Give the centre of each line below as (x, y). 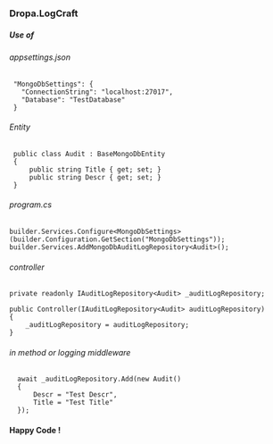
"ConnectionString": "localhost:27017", (97, 92)
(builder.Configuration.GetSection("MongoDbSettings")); (117, 239)
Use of (21, 35)
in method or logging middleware (70, 352)
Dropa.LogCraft (44, 13)
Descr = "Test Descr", (75, 395)
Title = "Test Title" (73, 403)
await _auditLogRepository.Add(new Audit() (99, 379)
